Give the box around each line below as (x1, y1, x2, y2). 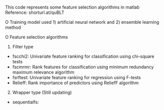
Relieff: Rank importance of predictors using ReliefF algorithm (12, 80, 139, 86)
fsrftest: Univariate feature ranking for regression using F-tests (12, 75, 141, 80)
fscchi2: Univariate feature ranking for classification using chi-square (12, 53, 155, 59)
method (5, 24, 21, 30)
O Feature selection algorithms (5, 34, 68, 40)
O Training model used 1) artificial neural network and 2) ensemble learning (5, 19, 160, 25)
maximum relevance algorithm (12, 69, 75, 75)
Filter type (12, 44, 34, 49)
